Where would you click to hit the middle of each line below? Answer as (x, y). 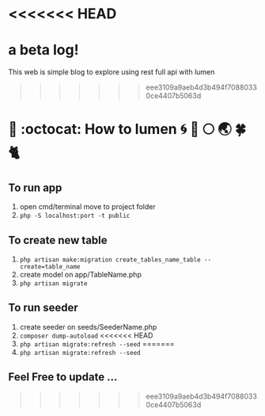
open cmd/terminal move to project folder (87, 207)
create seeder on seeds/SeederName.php (88, 326)
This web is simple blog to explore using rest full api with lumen (112, 72)
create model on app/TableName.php (81, 274)
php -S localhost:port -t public (75, 216)
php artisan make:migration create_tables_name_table (110, 260)
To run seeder (43, 308)
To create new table (58, 240)
